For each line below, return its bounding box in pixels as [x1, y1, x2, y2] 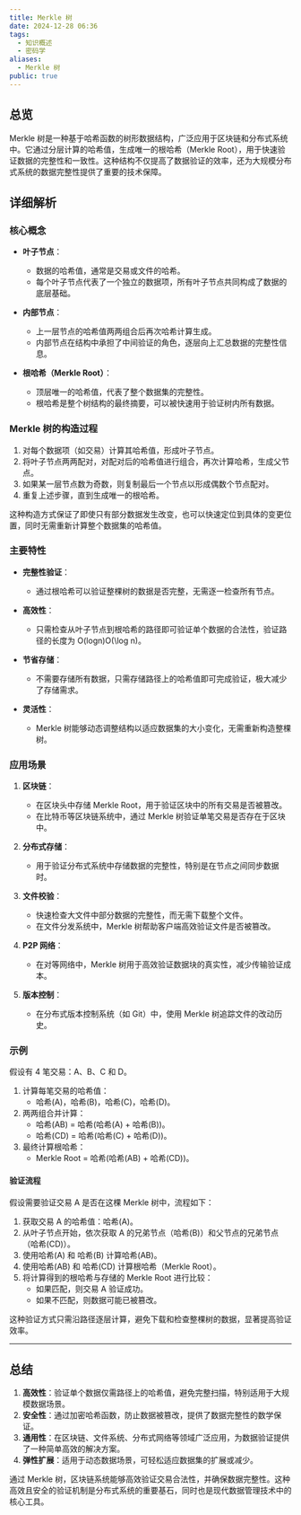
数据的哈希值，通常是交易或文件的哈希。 [35, 266, 185, 277]
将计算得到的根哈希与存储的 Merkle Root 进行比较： [21, 1272, 213, 1282]
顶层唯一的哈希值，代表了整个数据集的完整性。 [35, 387, 209, 398]
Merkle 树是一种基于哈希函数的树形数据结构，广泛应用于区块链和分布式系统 [9, 132, 288, 144]
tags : [9, 30, 30, 39]
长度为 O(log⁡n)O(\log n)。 [51, 635, 146, 646]
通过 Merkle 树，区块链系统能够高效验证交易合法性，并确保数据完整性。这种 [9, 1474, 291, 1484]
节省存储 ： [21, 654, 63, 665]
